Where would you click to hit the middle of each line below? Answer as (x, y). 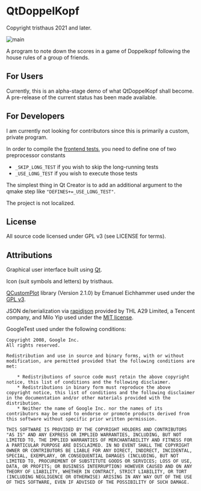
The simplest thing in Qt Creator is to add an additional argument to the (94, 185)
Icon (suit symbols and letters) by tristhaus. (60, 282)
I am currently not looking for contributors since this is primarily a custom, (98, 131)
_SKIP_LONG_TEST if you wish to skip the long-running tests (87, 167)
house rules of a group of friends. (48, 57)
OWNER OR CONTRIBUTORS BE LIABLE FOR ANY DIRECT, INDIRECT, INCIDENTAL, (99, 451)
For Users (25, 76)
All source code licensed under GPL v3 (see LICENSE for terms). (86, 236)
